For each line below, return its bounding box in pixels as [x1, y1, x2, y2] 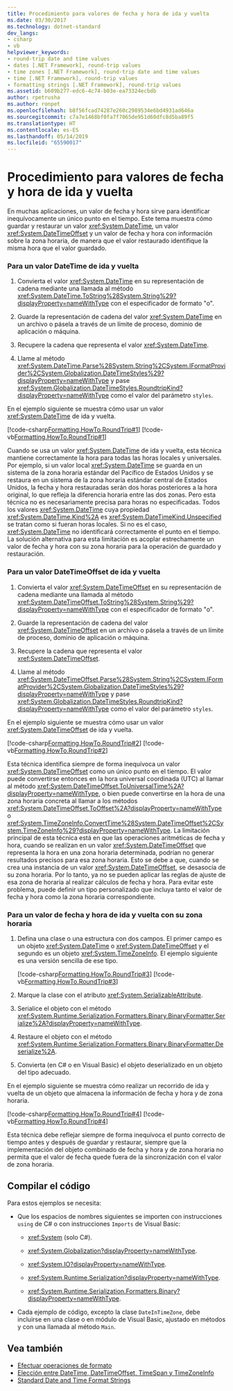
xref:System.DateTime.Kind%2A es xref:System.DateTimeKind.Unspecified [7, 513, 222, 521]
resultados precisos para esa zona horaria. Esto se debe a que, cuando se [7, 855, 220, 864]
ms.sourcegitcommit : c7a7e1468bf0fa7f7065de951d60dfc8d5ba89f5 [7, 113, 194, 120]
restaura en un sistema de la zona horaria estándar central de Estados [7, 476, 208, 484]
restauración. [7, 550, 45, 558]
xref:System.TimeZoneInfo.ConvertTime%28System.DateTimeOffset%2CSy [7, 818, 224, 827]
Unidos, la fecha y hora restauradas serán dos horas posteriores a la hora [7, 484, 218, 492]
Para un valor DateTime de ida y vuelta [7, 261, 139, 271]
